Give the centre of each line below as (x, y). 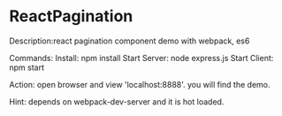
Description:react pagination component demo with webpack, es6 (130, 41)
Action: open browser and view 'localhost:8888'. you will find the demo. (140, 84)
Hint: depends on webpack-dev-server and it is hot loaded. (117, 101)
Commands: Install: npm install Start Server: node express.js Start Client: (141, 58)
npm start (27, 67)
